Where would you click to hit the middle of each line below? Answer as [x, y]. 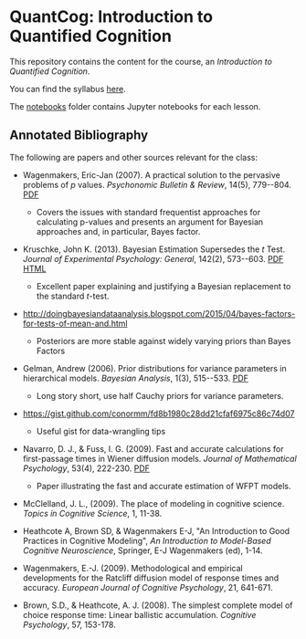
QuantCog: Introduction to [111, 17]
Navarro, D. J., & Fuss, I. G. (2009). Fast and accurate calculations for [153, 448]
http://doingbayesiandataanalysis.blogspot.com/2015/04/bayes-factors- [159, 313]
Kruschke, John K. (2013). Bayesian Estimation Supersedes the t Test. [154, 249]
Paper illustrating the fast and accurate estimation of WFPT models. [164, 486]
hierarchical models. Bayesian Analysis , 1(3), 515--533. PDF [135, 378]
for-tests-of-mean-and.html [75, 323]
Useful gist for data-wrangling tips [101, 431]
